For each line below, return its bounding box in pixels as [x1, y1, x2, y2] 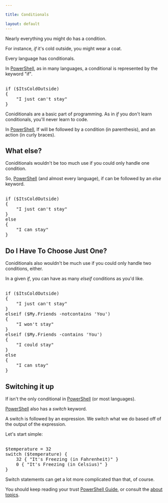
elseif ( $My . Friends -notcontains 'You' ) [5, 311, 111, 317]
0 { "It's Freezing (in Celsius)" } [16, 461, 108, 467]
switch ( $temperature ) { [5, 451, 67, 457]
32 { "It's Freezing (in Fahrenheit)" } [16, 456, 119, 462]
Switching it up [5, 382, 54, 391]
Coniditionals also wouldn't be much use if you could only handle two [5, 260, 152, 266]
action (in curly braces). [5, 131, 56, 138]
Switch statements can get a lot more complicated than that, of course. [5, 476, 155, 482]
